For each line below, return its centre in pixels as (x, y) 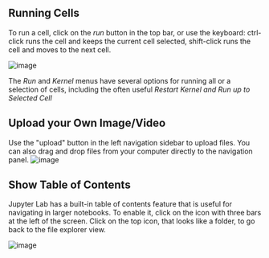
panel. (19, 159)
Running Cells (44, 13)
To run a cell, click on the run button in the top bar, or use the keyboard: (127, 32)
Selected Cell (30, 98)
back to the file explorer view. (57, 230)
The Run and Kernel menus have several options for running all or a (120, 80)
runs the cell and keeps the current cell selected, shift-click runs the (138, 41)
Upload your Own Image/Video (87, 123)
